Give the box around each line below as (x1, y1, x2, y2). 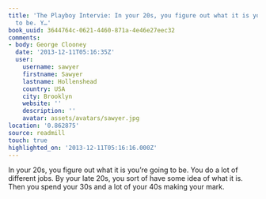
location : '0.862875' (8, 122, 80, 130)
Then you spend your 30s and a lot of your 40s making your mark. (8, 182, 225, 192)
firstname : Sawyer (22, 70, 83, 78)
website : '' (22, 99, 62, 107)
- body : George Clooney (8, 41, 87, 49)
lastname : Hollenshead (22, 77, 97, 85)
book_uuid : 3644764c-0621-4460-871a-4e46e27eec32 (8, 26, 176, 34)
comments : (8, 33, 41, 42)
